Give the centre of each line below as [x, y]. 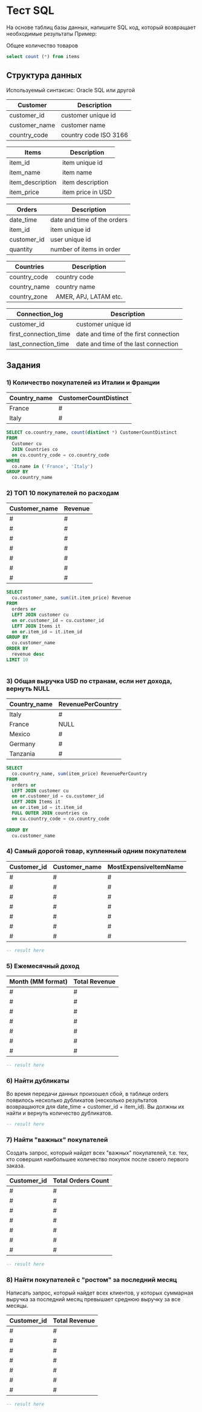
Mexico [20, 734]
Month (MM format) [38, 981]
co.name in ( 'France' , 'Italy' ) [53, 466]
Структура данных [44, 75]
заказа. [16, 1166]
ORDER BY [17, 648]
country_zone [29, 296]
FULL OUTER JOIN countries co [50, 813]
